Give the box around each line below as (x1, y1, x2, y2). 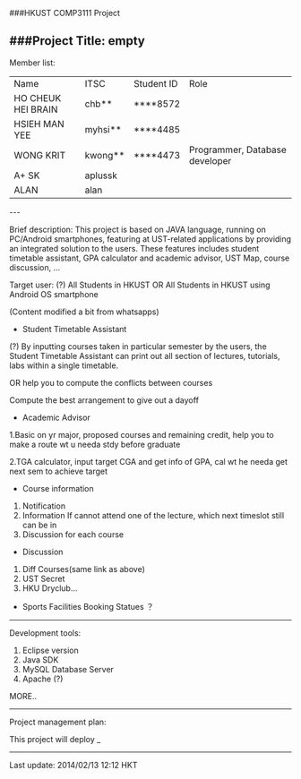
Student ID (133, 77, 178, 90)
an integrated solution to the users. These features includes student (9, 243, 260, 253)
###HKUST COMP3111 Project (9, 8, 121, 18)
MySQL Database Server (21, 663, 115, 674)
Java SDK (21, 654, 59, 665)
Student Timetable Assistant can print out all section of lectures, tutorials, (9, 350, 280, 361)
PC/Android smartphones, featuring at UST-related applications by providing (9, 233, 292, 244)
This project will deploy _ (9, 733, 101, 744)
